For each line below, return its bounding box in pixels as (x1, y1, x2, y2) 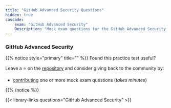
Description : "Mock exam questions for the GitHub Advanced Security (14, 27, 166, 32)
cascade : (5, 17, 24, 22)
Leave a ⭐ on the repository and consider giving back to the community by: (5, 65, 164, 72)
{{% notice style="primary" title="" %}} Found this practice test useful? (5, 55, 156, 61)
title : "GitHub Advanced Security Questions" (5, 7, 104, 13)
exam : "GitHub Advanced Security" (14, 21, 88, 27)
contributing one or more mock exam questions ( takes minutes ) (12, 77, 147, 83)
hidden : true (5, 12, 33, 17)
